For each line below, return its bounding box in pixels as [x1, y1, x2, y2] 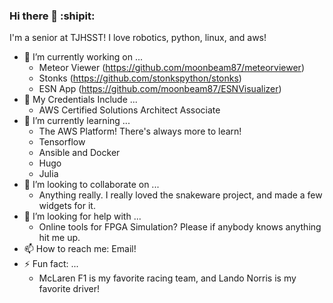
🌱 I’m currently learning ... [23, 115, 131, 127]
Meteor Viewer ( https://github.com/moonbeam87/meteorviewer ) [38, 62, 305, 74]
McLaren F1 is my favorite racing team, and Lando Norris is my [38, 272, 297, 284]
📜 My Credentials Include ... [23, 94, 138, 106]
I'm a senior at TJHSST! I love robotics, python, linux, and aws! [9, 32, 267, 44]
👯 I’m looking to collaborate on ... [23, 179, 160, 191]
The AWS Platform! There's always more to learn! [38, 125, 242, 138]
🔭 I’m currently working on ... [23, 51, 143, 63]
